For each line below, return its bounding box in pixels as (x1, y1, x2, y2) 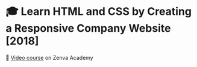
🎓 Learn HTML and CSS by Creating (5, 5, 192, 19)
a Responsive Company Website (5, 22, 171, 35)
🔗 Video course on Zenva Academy (5, 54, 94, 61)
